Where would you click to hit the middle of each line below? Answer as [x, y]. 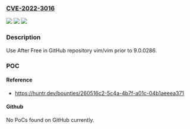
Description [23, 37]
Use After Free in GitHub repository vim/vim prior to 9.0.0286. [82, 50]
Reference [19, 80]
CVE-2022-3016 [31, 8]
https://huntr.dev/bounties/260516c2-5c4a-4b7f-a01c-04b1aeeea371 [99, 93]
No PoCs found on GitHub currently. [50, 119]
